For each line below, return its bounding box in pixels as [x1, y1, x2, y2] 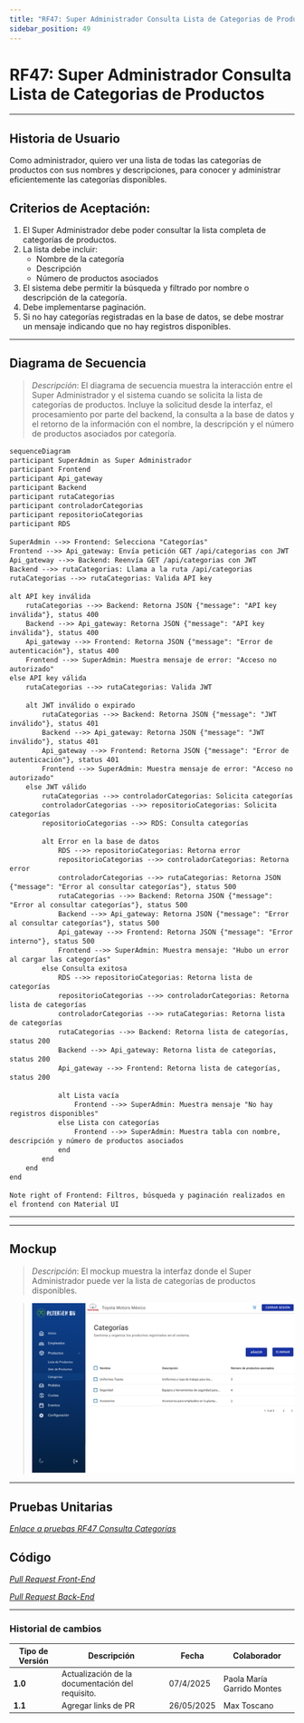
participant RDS [9, 519, 71, 528]
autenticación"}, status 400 [9, 646, 119, 655]
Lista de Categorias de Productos [9, 83, 265, 104]
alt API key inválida [9, 592, 91, 601]
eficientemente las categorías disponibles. [9, 174, 167, 185]
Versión [18, 1655, 49, 1666]
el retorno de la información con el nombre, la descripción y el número [31, 418, 294, 429]
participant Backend [9, 483, 88, 492]
